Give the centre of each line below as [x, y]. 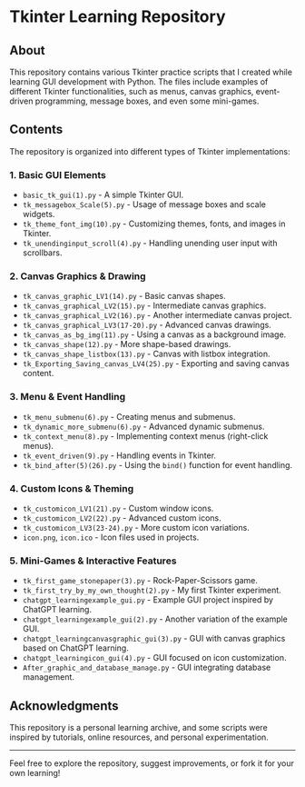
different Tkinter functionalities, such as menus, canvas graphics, [132, 91]
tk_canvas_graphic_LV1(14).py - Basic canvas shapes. [124, 296]
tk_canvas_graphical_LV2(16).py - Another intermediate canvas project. [157, 315]
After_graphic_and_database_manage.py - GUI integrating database [147, 667]
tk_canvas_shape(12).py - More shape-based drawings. [127, 344]
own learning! [35, 773]
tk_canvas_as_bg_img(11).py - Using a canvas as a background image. [154, 334]
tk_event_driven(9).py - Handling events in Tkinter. [119, 455]
